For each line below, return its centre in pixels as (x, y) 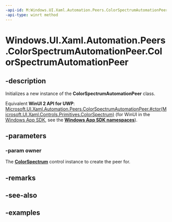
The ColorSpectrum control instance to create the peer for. (68, 162)
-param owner (24, 151)
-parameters (26, 136)
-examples (23, 213)
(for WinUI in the (133, 114)
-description (26, 81)
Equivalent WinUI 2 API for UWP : (40, 103)
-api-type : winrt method (32, 15)
